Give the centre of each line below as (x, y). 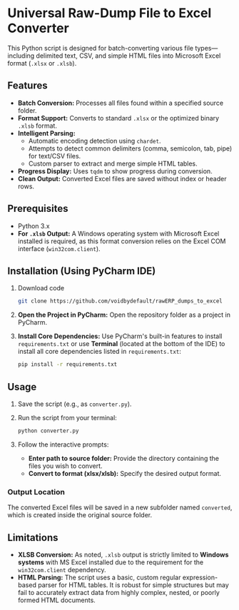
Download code (41, 288)
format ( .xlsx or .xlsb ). (42, 63)
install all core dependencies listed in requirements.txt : (100, 352)
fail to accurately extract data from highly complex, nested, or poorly (118, 592)
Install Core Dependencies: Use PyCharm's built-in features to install (120, 336)
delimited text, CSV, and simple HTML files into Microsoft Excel (128, 56)
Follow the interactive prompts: (63, 444)
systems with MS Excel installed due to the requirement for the (111, 562)
